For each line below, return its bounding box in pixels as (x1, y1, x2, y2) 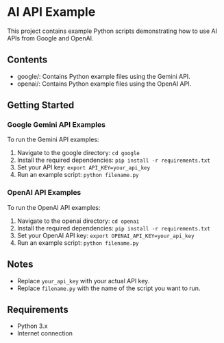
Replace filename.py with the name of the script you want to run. (16, 284, 201, 292)
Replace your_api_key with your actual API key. (16, 276, 150, 285)
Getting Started (7, 99, 75, 111)
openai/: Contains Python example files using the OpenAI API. (16, 80, 192, 88)
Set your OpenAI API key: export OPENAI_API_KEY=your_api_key (16, 231, 195, 239)
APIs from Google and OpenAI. (7, 34, 94, 42)
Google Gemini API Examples (7, 120, 106, 130)
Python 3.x (16, 322, 48, 330)
